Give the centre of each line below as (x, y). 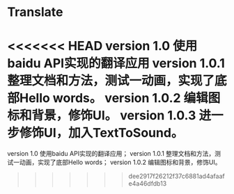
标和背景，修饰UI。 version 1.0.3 (102, 116)
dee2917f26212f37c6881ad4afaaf (177, 176)
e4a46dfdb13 (148, 184)
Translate (35, 12)
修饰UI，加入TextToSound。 (102, 133)
